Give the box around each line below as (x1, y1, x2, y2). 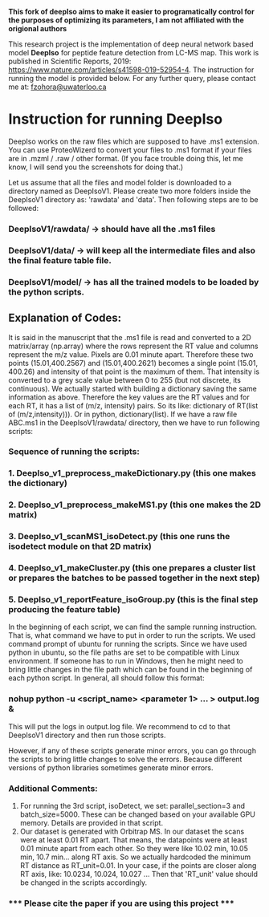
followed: (8, 203, 39, 213)
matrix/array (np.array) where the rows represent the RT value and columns (8, 341, 259, 351)
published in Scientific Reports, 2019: (8, 56, 132, 66)
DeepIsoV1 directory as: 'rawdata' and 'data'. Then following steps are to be (8, 194, 259, 204)
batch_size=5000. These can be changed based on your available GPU (19, 809, 255, 819)
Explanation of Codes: (8, 311, 122, 325)
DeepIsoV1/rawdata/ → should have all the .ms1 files (8, 223, 216, 234)
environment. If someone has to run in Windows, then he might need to (8, 656, 243, 666)
